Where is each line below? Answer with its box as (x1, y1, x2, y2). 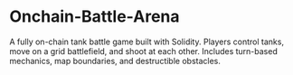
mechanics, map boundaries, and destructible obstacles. (9, 55, 222, 66)
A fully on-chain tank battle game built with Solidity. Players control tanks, (9, 36, 285, 47)
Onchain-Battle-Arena (9, 6, 180, 27)
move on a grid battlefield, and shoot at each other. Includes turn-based (9, 45, 278, 56)
